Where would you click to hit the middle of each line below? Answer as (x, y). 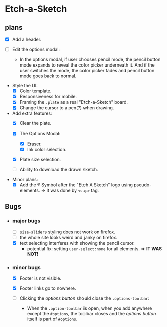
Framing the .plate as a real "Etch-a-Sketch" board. (74, 102)
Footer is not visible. (40, 278)
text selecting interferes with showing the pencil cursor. (77, 243)
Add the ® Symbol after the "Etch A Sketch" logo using (76, 185)
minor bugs (26, 267)
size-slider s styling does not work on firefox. (67, 232)
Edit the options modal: (36, 50)
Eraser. (34, 144)
